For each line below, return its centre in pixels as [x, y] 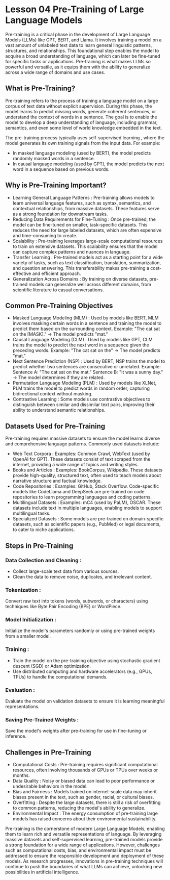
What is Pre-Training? [40, 89]
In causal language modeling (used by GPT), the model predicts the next [88, 164]
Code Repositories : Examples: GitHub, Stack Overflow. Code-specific [86, 486]
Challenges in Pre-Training [48, 752]
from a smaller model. [28, 636]
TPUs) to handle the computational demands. [60, 676]
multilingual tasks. [31, 513]
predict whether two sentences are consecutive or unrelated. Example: [87, 367]
